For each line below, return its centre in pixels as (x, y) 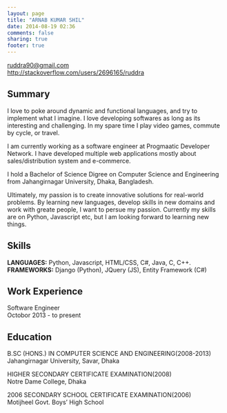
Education (30, 337)
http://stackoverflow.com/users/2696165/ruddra (76, 72)
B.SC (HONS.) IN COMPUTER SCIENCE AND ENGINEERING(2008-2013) (109, 354)
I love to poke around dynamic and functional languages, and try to (102, 110)
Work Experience (45, 291)
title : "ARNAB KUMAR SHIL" (46, 20)
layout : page (26, 13)
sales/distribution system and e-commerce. (69, 161)
